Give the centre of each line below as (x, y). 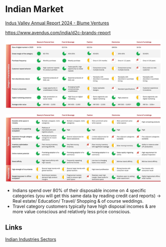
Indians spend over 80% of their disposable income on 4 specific (79, 191)
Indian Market (34, 9)
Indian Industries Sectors (31, 240)
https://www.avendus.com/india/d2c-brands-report (58, 32)
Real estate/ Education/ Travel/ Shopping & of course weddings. (78, 201)
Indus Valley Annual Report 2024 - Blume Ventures (57, 23)
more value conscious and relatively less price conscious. (71, 212)
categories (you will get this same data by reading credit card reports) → (87, 196)
